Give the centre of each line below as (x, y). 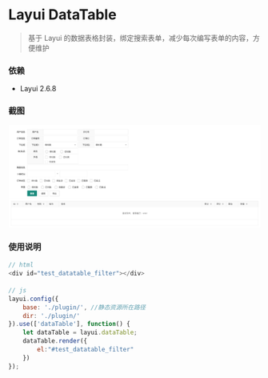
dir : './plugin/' (52, 316)
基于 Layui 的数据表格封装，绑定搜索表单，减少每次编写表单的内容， (140, 38)
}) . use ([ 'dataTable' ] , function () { (69, 324)
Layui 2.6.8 (38, 89)
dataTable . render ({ (55, 341)
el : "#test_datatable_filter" (86, 350)
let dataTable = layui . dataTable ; (80, 333)
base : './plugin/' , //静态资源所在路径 (84, 307)
